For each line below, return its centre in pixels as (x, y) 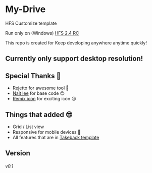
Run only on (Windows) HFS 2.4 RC (42, 33)
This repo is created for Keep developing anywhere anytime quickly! (76, 43)
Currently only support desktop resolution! (74, 59)
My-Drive (26, 9)
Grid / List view (28, 127)
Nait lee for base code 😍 (38, 93)
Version (18, 153)
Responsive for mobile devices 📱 (46, 132)
